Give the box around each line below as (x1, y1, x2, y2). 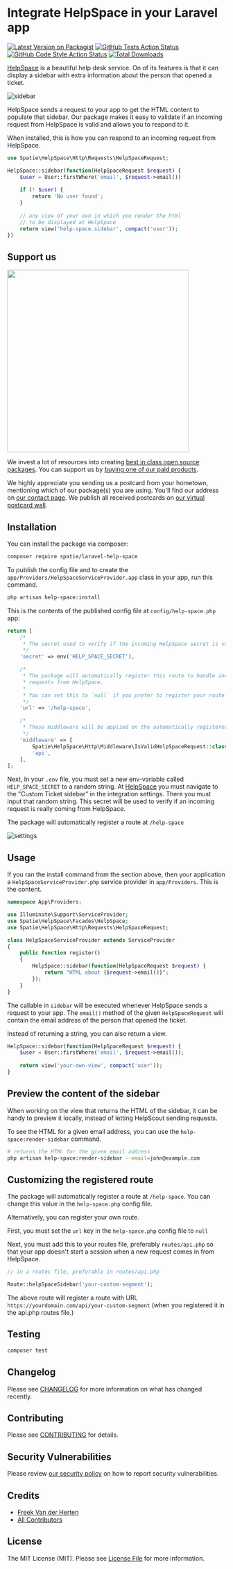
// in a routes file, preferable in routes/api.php (7, 1268, 159, 1275)
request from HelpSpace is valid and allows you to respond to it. (7, 120, 191, 128)
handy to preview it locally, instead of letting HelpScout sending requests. (7, 1114, 218, 1122)
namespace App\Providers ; (7, 899, 82, 906)
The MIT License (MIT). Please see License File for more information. (7, 1554, 205, 1562)
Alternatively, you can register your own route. (7, 1213, 140, 1222)
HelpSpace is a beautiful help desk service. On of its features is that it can (7, 63, 219, 72)
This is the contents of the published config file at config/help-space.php (7, 606, 216, 615)
